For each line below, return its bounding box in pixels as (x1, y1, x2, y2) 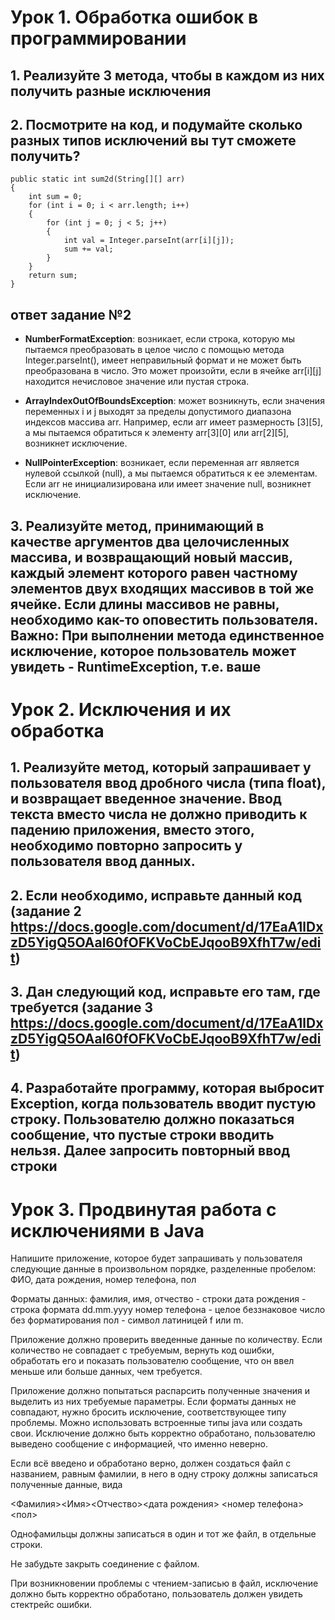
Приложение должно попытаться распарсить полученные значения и (10, 1385, 310, 1397)
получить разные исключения (10, 82, 212, 100)
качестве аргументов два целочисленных (10, 533, 290, 550)
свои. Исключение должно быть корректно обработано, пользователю (10, 1427, 316, 1440)
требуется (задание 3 (10, 999, 153, 1016)
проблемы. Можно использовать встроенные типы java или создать (10, 1417, 303, 1429)
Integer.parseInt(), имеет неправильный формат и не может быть (24, 354, 302, 366)
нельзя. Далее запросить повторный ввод (10, 1142, 291, 1160)
